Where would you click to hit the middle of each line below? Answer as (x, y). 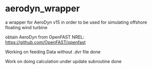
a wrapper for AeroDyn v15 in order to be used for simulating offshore (76, 22)
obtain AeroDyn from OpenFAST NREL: (45, 37)
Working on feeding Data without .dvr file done (53, 52)
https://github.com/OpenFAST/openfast (45, 42)
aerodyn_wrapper (43, 9)
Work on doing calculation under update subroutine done (63, 61)
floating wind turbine (26, 27)
